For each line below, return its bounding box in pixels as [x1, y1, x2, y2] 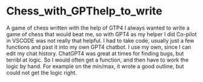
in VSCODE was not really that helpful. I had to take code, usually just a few [6, 37, 195, 44]
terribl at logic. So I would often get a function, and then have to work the [6, 56, 189, 63]
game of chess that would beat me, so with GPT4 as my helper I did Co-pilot [6, 30, 197, 37]
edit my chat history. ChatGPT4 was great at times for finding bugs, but [6, 49, 184, 57]
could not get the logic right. [6, 69, 77, 76]
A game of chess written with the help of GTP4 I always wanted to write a [6, 24, 190, 31]
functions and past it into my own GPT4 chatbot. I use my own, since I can [6, 43, 191, 51]
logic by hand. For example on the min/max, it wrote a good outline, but [6, 62, 184, 70]
